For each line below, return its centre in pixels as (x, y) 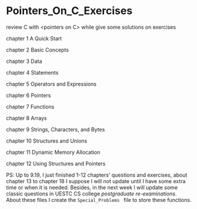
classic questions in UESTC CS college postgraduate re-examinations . (91, 193)
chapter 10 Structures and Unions (47, 141)
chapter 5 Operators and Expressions (51, 84)
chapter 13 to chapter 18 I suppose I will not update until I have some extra (96, 181)
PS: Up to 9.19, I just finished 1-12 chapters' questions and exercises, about (97, 175)
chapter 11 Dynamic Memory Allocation (53, 152)
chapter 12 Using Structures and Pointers (56, 163)
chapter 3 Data (24, 61)
